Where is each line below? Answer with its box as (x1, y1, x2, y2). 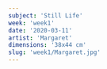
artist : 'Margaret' (8, 33, 73, 42)
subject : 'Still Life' (8, 11, 83, 20)
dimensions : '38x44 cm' (8, 41, 87, 49)
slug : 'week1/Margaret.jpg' (8, 48, 101, 56)
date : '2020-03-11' (8, 26, 73, 34)
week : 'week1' (8, 19, 55, 27)
